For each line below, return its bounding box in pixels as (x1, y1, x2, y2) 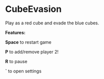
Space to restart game (5, 39, 51, 45)
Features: (5, 29, 26, 35)
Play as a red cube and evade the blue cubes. (5, 20, 99, 26)
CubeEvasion (5, 3, 62, 15)
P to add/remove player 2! (5, 49, 59, 55)
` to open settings (5, 68, 41, 74)
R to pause (5, 58, 27, 64)
